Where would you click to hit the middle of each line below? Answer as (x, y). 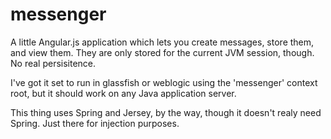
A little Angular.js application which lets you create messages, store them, (162, 42)
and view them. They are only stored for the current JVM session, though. (162, 52)
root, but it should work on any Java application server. (123, 93)
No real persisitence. (53, 63)
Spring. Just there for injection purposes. (95, 123)
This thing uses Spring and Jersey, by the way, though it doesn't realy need (166, 112)
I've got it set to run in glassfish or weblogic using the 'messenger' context (164, 82)
